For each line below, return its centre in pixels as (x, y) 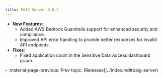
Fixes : (19, 50)
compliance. (32, 34)
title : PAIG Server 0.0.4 (32, 10)
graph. (27, 60)
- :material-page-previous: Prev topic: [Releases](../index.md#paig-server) (82, 70)
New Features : (28, 24)
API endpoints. (35, 44)
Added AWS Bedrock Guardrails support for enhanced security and (89, 29)
